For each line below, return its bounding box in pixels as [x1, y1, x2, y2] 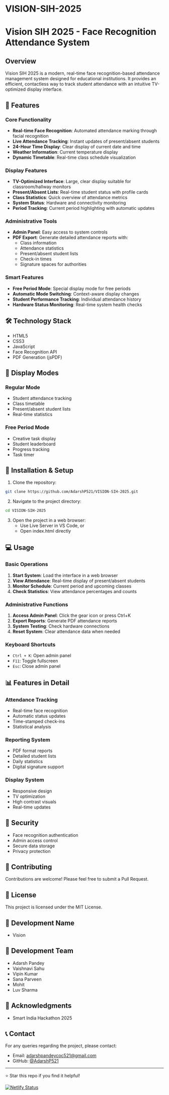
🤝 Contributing [5, 862, 52, 871]
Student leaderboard [12, 441, 56, 447]
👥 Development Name [5, 918, 74, 927]
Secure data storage [12, 843, 55, 849]
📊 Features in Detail [5, 678, 69, 687]
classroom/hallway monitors [12, 184, 71, 190]
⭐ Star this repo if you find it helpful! [5, 1073, 80, 1079]
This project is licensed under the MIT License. [5, 904, 103, 910]
